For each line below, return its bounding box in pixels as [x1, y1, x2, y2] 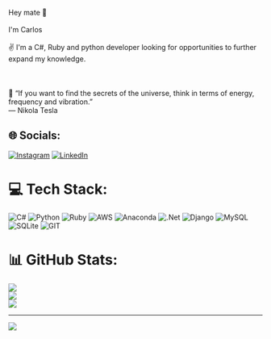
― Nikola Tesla [8, 106, 58, 115]
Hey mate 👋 [8, 8, 47, 17]
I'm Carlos [8, 25, 43, 34]
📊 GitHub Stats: [8, 250, 119, 269]
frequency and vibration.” [8, 97, 93, 107]
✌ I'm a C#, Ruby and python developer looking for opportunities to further [8, 43, 256, 52]
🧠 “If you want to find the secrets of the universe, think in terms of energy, [8, 89, 255, 98]
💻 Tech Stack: [8, 180, 108, 198]
